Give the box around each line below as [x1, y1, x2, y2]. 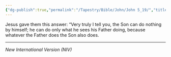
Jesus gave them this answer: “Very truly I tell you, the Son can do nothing [5, 21, 162, 27]
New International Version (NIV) [5, 46, 72, 52]
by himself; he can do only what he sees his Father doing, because [5, 26, 146, 33]
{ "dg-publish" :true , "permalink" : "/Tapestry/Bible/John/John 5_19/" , [5, 7, 154, 13]
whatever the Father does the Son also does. [5, 32, 99, 38]
